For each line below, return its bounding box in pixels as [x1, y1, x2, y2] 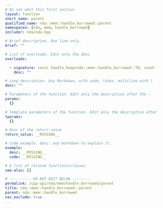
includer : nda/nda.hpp [5, 30, 51, 35]
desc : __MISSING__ [9, 150, 47, 155]
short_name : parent [5, 16, 45, 21]
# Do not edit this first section [5, 7, 75, 12]
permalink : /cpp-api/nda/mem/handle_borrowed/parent [5, 181, 114, 186]
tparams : [5, 114, 23, 119]
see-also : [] [5, 168, 32, 173]
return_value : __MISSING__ [5, 132, 60, 137]
